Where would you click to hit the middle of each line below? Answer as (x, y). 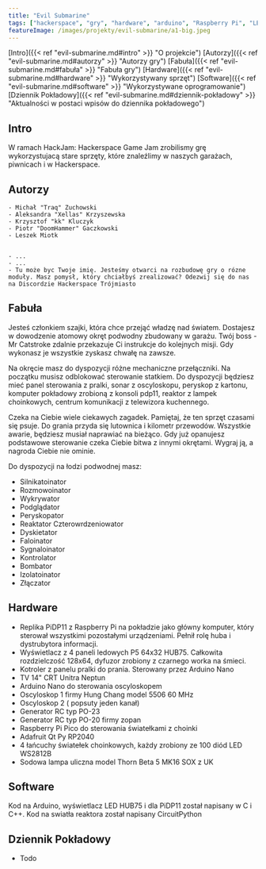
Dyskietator (38, 532)
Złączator (35, 583)
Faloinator (36, 540)
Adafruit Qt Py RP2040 (57, 736)
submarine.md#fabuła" (46, 70)
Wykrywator (40, 498)
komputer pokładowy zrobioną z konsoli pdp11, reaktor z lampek (113, 393)
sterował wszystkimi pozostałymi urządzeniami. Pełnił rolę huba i (125, 635)
